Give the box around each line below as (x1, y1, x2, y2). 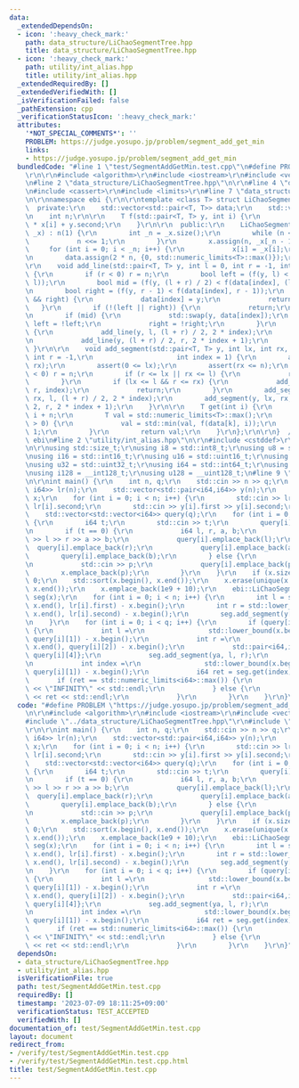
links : (25, 145, 50, 154)
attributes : (17, 121, 62, 130)
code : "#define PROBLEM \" (17, 700, 117, 709)
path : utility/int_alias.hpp (25, 63, 133, 72)
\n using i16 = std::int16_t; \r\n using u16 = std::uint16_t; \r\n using (25, 452, 289, 462)
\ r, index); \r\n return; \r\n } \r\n (25, 386, 233, 395)
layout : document (9, 1032, 74, 1041)
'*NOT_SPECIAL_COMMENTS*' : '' (25, 129, 138, 138)
